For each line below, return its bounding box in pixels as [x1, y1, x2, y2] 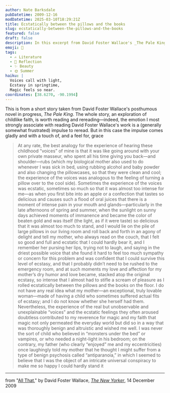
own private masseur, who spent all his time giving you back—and [17, 153, 156, 159]
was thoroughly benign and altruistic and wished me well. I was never [17, 325, 163, 331]
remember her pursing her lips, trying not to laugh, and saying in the [17, 245, 160, 251]
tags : [5, 50, 17, 55]
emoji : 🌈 [5, 45, 24, 50]
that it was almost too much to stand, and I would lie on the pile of [17, 223, 155, 229]
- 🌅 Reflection [10, 59, 42, 64]
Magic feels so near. [10, 87, 56, 93]
